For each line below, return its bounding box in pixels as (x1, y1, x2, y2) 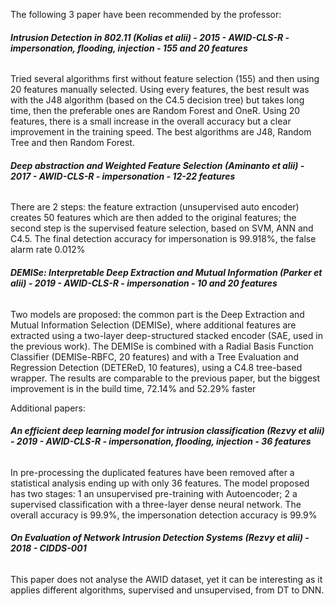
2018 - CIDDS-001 (10, 542, 87, 554)
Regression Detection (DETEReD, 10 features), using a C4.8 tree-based (10, 361, 303, 373)
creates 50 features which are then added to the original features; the (10, 212, 297, 224)
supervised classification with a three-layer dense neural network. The (10, 498, 302, 510)
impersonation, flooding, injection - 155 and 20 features (10, 42, 248, 54)
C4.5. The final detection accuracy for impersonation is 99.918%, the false (10, 233, 317, 245)
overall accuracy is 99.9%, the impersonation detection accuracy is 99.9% (10, 509, 318, 521)
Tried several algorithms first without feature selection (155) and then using (10, 73, 320, 85)
